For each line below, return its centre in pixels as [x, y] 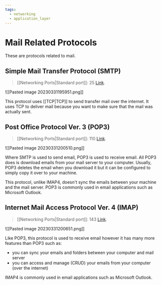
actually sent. [18, 112]
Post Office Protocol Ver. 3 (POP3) [58, 127]
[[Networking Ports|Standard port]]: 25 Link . [61, 83]
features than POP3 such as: [33, 243]
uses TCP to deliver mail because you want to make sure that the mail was [79, 106]
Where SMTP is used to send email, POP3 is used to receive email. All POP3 [81, 157]
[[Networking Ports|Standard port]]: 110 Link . [61, 138]
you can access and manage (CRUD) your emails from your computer [81, 263]
